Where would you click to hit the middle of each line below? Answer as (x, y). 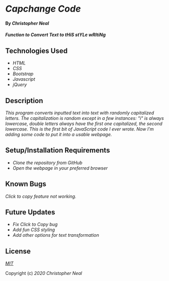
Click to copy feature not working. (41, 196)
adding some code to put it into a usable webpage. (59, 134)
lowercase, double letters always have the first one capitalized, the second (84, 123)
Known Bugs (26, 184)
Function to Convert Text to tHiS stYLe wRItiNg (56, 35)
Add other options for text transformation (56, 235)
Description (24, 100)
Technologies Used (36, 51)
